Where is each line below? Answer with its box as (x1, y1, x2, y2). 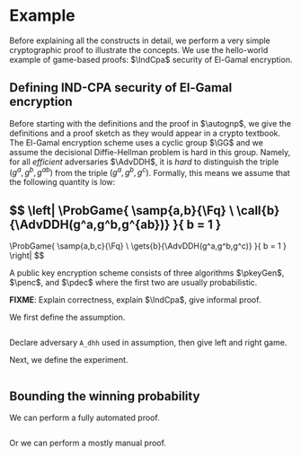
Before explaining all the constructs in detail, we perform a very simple (9, 35, 271, 46)
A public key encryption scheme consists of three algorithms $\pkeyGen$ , (9, 268, 285, 278)
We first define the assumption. (9, 312, 126, 323)
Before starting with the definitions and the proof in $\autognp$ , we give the (9, 118, 292, 128)
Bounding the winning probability (9, 388, 200, 404)
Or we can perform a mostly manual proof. (9, 437, 166, 449)
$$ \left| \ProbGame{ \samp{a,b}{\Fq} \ (9, 203, 235, 218)
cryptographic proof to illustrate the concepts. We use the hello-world (9, 44, 269, 55)
